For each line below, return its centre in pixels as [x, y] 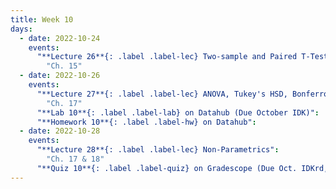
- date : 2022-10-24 [60, 38]
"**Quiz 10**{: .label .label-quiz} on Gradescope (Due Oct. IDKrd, [182, 168]
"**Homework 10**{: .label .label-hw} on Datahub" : [146, 122]
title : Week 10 [42, 19]
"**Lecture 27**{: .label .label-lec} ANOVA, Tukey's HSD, [162, 94]
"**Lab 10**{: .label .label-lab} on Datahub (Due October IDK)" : [178, 112]
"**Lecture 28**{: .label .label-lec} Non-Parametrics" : [158, 150]
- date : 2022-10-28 [60, 131]
